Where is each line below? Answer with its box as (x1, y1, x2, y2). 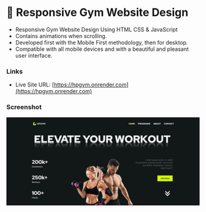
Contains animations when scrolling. (15, 32, 107, 39)
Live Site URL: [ (15, 81, 55, 88)
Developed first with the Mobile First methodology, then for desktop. (15, 39, 188, 46)
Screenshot (6, 103, 42, 112)
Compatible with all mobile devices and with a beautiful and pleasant (15, 45, 189, 53)
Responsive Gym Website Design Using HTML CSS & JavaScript (15, 26, 178, 33)
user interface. (15, 51, 53, 59)
